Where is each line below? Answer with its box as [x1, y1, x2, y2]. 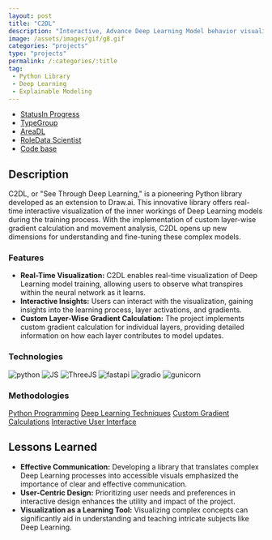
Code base [19, 144, 57, 154]
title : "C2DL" [8, 19, 57, 28]
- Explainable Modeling [11, 87, 92, 96]
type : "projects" [8, 49, 67, 58]
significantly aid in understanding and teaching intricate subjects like [19, 513, 249, 523]
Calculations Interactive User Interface [8, 417, 137, 426]
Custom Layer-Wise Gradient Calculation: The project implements [19, 314, 244, 324]
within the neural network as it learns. [19, 288, 146, 298]
